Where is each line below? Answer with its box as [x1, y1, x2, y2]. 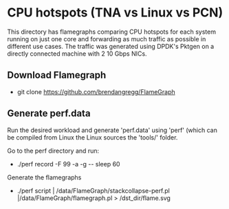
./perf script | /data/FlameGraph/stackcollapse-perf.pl [17, 186, 171, 195]
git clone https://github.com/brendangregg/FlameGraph [17, 87, 175, 96]
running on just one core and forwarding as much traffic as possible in [7, 34, 206, 43]
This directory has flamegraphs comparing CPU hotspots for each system [7, 27, 217, 36]
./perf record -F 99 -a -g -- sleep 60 [17, 159, 120, 168]
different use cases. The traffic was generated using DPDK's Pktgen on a [7, 42, 215, 50]
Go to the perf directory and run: [7, 146, 100, 155]
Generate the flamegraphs [7, 173, 82, 181]
